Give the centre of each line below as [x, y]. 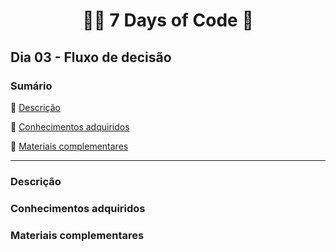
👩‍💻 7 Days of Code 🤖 [168, 20]
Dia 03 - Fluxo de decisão [91, 57]
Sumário [31, 86]
